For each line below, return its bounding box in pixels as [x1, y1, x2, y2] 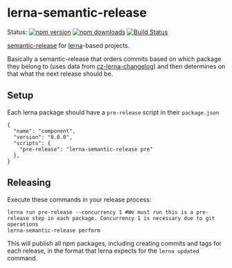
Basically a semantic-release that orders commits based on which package [7, 54, 222, 63]
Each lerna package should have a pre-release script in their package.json [7, 108, 220, 116]
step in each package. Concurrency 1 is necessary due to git [32, 215, 215, 221]
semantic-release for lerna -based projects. [7, 41, 130, 49]
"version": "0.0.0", [13, 133, 73, 140]
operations [7, 221, 39, 228]
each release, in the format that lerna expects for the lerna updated [7, 246, 199, 255]
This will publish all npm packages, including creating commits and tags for [7, 239, 222, 247]
